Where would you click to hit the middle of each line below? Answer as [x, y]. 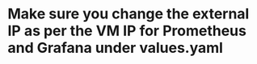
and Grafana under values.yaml [116, 48]
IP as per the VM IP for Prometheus [127, 31]
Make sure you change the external [128, 14]
